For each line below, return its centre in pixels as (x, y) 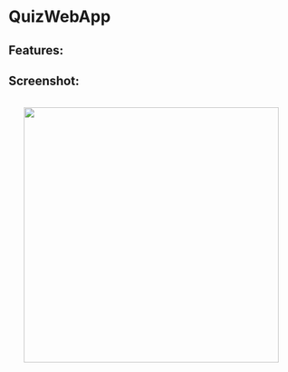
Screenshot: (44, 80)
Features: (36, 50)
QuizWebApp (60, 17)
